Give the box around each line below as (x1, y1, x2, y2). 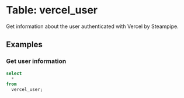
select (6, 71, 22, 76)
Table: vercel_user (6, 3, 98, 17)
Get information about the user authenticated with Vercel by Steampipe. (6, 23, 179, 30)
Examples (6, 40, 43, 50)
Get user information (6, 57, 67, 65)
